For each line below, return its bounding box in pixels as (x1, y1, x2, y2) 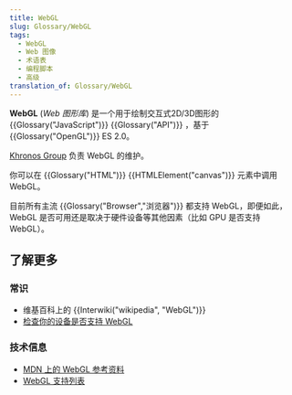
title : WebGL (9, 13, 59, 23)
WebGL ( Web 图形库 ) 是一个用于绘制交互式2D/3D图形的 (9, 107, 220, 119)
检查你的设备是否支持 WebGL (22, 316, 133, 327)
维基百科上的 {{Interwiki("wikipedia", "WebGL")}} (22, 304, 207, 315)
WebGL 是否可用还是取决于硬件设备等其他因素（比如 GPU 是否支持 (9, 211, 261, 222)
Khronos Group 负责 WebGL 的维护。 (9, 150, 149, 161)
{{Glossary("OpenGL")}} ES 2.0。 (9, 130, 135, 142)
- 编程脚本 (17, 65, 54, 74)
